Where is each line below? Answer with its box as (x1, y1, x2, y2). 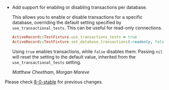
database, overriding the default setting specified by (12, 20, 122, 25)
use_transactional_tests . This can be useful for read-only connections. (12, 25, 162, 31)
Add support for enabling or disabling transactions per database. (12, 5, 147, 10)
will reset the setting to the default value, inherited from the (12, 54, 136, 60)
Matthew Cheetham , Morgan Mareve (12, 69, 90, 75)
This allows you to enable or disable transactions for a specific (12, 14, 143, 20)
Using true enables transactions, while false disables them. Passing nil (12, 48, 163, 55)
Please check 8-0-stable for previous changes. (5, 78, 103, 85)
